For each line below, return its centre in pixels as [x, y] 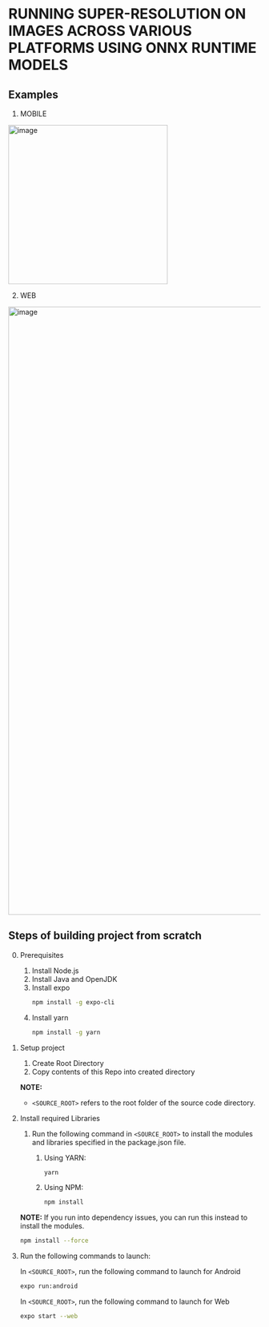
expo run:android [49, 1286]
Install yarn [50, 1017]
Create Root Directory [68, 1063]
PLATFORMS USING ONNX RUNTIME [132, 48]
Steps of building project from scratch [105, 936]
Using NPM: [64, 1188]
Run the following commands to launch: [85, 1256]
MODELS [38, 65]
